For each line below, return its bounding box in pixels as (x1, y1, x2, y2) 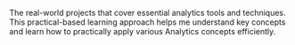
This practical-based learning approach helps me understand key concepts (9, 17, 286, 27)
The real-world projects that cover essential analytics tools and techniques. (9, 8, 287, 18)
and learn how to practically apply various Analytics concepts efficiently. (9, 26, 276, 36)
